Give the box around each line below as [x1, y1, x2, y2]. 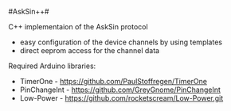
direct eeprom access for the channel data [19, 46, 160, 55]
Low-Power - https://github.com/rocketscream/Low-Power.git [19, 94, 224, 102]
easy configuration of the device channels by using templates [19, 37, 223, 47]
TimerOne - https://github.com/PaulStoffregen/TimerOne [19, 77, 207, 86]
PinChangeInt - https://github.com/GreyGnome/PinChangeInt [19, 85, 221, 94]
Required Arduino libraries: [8, 61, 96, 71]
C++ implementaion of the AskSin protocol [8, 22, 149, 31]
